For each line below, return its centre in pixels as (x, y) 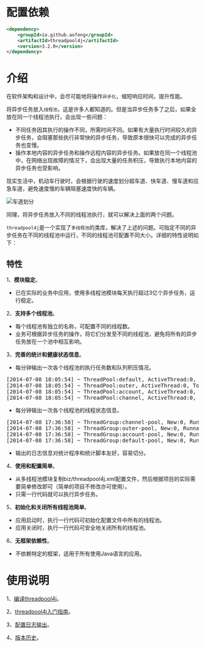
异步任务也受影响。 (39, 168)
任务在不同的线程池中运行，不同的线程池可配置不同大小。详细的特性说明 (102, 235)
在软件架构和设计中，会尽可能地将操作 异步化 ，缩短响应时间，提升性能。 (96, 96)
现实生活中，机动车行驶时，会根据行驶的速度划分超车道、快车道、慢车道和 (100, 181)
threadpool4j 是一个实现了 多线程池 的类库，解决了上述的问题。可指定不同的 (99, 228)
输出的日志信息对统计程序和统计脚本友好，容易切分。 (82, 453)
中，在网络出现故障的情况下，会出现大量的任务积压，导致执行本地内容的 (106, 161)
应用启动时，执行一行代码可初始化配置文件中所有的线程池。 (90, 520)
